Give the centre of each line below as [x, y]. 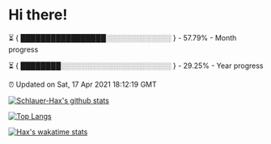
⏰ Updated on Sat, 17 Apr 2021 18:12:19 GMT [83, 84]
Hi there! [38, 15]
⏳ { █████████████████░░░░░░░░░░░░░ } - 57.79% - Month [123, 37]
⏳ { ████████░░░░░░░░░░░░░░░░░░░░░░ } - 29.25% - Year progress [136, 66]
